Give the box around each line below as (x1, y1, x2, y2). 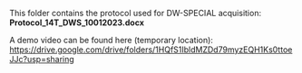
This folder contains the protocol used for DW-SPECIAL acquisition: (9, 8, 261, 18)
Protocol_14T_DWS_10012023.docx (9, 17, 145, 28)
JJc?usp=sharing (9, 54, 74, 64)
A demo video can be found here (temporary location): (9, 35, 213, 45)
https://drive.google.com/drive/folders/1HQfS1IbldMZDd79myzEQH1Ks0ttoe (9, 44, 293, 55)
